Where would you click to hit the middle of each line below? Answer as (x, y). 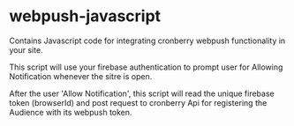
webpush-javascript (85, 16)
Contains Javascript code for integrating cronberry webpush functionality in (147, 41)
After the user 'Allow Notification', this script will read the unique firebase (142, 93)
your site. (26, 49)
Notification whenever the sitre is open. (81, 76)
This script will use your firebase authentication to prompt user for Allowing (146, 67)
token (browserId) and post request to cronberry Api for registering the (138, 102)
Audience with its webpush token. (71, 112)
